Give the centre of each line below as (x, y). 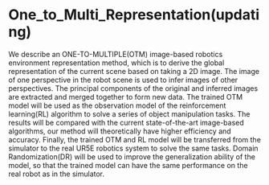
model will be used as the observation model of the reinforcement (117, 105)
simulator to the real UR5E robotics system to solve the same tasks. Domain (133, 148)
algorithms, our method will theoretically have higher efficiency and (120, 131)
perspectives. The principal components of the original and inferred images (133, 88)
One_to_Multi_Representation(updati (134, 15)
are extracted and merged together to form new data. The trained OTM (126, 97)
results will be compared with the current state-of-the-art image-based (126, 122)
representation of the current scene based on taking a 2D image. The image (134, 71)
